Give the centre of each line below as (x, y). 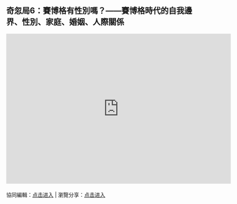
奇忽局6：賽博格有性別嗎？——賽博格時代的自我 (95, 11)
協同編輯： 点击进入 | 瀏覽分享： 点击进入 (56, 194)
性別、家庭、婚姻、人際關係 (73, 22)
